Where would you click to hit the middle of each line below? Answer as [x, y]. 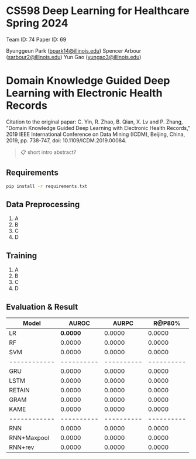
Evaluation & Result [42, 306]
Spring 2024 [37, 23]
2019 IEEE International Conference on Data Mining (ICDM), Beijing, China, [96, 134]
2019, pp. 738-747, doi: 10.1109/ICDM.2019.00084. [66, 140]
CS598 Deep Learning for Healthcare [98, 11]
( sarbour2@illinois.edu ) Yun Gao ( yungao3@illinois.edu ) [74, 57]
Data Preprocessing [43, 204]
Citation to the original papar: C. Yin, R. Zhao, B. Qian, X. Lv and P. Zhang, [94, 122]
